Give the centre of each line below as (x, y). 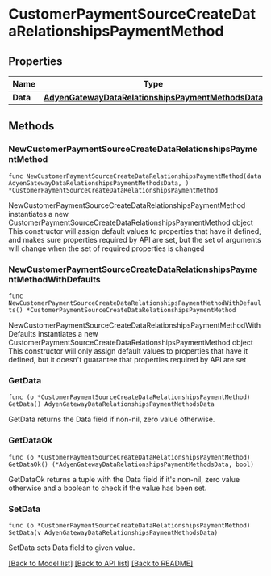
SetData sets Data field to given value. (72, 548)
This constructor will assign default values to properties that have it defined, (135, 231)
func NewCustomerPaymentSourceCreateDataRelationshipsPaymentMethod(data (135, 176)
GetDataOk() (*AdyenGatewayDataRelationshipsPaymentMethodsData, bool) (131, 464)
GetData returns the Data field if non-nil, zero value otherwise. (112, 419)
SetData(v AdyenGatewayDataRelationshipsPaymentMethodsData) (113, 532)
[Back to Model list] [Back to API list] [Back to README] (101, 563)
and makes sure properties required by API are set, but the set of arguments (135, 239)
